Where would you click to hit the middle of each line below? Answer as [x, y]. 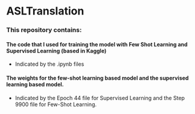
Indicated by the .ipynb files [50, 64]
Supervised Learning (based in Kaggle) [56, 51]
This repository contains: [44, 30]
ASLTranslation [45, 11]
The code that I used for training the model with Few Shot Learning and [97, 44]
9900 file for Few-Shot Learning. [56, 104]
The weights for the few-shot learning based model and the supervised [97, 78]
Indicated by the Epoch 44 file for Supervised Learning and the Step [100, 98]
